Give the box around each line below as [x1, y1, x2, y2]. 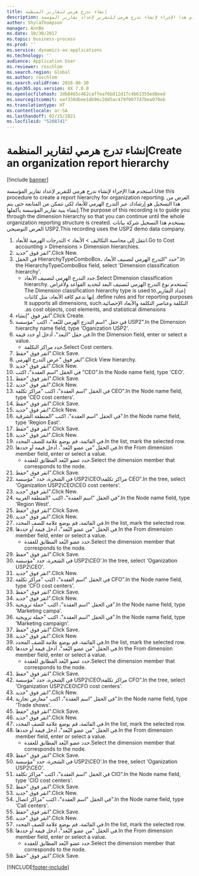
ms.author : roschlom [6, 74, 58, 80]
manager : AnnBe [6, 25, 44, 31]
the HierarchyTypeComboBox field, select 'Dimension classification [15, 262, 180, 269]
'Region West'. [15, 501, 51, 508]
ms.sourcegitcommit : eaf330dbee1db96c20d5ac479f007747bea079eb [6, 96, 166, 102]
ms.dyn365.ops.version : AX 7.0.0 [6, 86, 89, 92]
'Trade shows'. [15, 702, 51, 709]
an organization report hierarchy [6, 157, 169, 170]
